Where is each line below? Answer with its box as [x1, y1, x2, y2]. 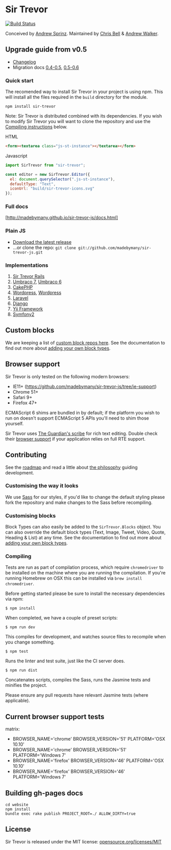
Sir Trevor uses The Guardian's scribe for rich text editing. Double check [5, 430, 158, 437]
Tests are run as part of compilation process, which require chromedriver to [5, 564, 164, 570]
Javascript [5, 152, 28, 159]
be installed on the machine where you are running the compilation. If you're [5, 570, 166, 576]
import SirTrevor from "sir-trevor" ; [5, 163, 86, 168]
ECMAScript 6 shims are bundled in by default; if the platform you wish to [5, 409, 160, 416]
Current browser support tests [5, 712, 105, 721]
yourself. [5, 420, 24, 426]
